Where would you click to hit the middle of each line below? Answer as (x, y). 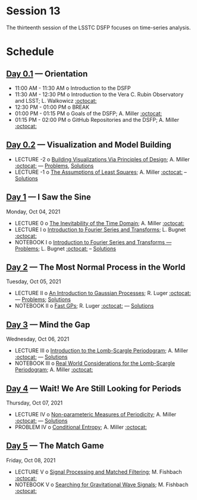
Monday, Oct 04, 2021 (33, 211)
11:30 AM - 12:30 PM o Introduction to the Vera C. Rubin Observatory (99, 94)
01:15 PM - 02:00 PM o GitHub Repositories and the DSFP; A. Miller (97, 119)
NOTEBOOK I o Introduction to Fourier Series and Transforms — (93, 242)
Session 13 (33, 11)
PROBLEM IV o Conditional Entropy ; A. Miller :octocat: (81, 427)
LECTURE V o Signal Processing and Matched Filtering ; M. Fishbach (98, 472)
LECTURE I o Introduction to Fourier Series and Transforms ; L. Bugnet (100, 229)
